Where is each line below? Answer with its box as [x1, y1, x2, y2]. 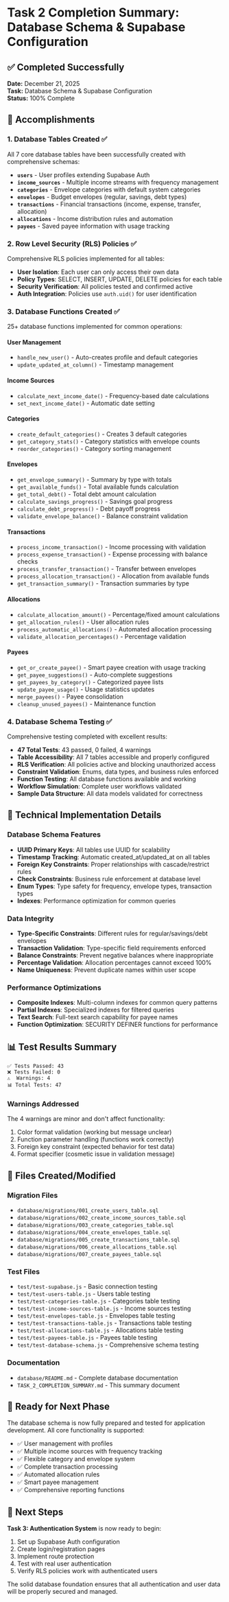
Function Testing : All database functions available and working [16, 775, 197, 783]
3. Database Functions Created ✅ [7, 307, 120, 316]
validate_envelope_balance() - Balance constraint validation [16, 512, 189, 520]
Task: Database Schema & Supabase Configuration [7, 87, 152, 95]
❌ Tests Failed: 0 [7, 1069, 60, 1076]
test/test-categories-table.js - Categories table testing [16, 1297, 180, 1305]
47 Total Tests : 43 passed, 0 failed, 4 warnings [16, 746, 152, 754]
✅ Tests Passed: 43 [7, 1063, 64, 1070]
